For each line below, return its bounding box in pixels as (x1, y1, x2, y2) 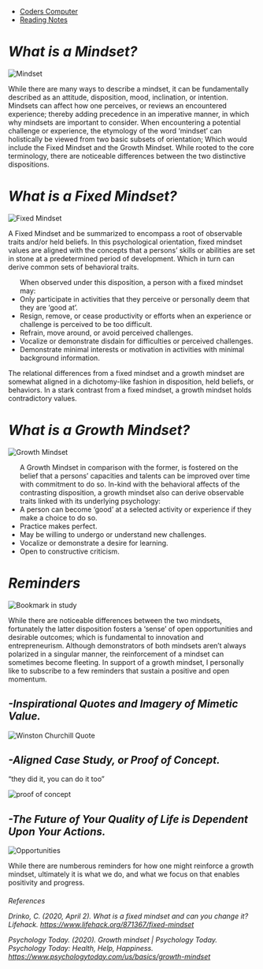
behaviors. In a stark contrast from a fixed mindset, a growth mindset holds (8, 385, 252, 394)
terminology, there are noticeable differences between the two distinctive (8, 151, 246, 160)
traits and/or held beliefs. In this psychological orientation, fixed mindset (8, 237, 243, 246)
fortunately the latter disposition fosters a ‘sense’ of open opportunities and (8, 624, 254, 633)
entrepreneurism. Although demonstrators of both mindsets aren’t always (8, 640, 246, 650)
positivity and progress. (8, 878, 85, 888)
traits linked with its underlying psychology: (19, 496, 161, 505)
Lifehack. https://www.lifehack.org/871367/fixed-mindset (8, 919, 194, 929)
